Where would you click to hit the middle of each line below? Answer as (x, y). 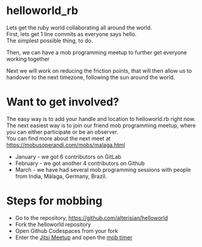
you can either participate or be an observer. (63, 131)
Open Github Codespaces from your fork (67, 230)
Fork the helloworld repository (53, 224)
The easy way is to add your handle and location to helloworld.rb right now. (101, 119)
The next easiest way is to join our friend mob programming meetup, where (101, 125)
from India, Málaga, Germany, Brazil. (61, 176)
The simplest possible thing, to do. (50, 40)
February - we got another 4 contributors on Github (80, 163)
